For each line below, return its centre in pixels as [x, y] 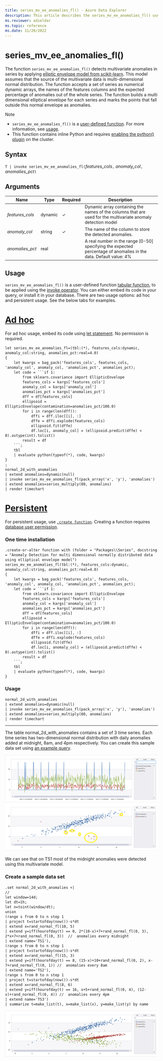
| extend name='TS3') [27, 999]
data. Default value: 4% [108, 256]
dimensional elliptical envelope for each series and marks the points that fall [81, 100]
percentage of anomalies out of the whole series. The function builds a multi [81, 95]
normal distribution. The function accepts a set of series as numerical [74, 85]
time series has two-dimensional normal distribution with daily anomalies [78, 738]
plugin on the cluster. [33, 139]
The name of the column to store [117, 229]
